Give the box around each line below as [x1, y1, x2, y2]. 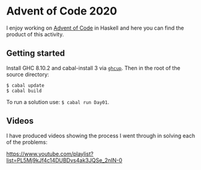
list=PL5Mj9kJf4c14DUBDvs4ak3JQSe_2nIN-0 [6, 156, 123, 164]
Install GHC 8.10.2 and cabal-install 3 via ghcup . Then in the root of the [6, 64, 180, 71]
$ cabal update [6, 82, 45, 88]
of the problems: [6, 138, 48, 146]
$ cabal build [6, 88, 42, 94]
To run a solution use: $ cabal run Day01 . [6, 98, 110, 105]
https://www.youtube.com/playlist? [6, 150, 94, 157]
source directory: [6, 71, 50, 78]
